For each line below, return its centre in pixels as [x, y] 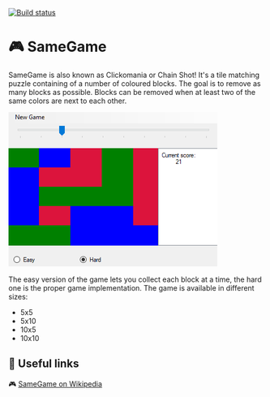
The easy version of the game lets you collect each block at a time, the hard [135, 279]
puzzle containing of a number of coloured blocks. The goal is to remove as [135, 83]
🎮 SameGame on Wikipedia [56, 384]
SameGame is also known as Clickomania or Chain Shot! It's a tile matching [134, 75]
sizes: [18, 296]
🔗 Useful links [44, 364]
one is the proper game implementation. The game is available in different [131, 287]
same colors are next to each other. [68, 101]
